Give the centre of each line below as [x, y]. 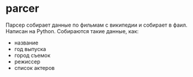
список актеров [34, 68]
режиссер [27, 62]
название [26, 43]
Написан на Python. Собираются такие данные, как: [72, 31]
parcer [22, 9]
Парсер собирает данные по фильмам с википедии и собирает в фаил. [96, 25]
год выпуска [30, 49]
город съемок [32, 55]
